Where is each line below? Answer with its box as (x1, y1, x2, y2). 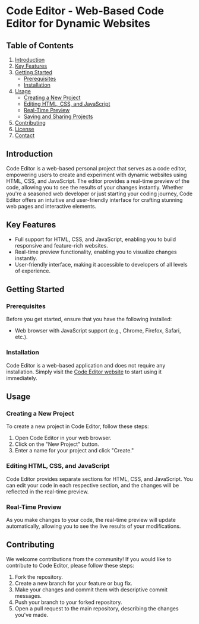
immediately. (6, 374, 37, 381)
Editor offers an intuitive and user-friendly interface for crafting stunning (6, 196, 183, 203)
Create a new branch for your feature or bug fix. (14, 579, 132, 587)
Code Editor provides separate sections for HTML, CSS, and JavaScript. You (6, 475, 193, 482)
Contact (14, 132, 34, 139)
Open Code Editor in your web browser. (14, 435, 112, 442)
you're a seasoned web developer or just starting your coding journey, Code (6, 190, 193, 197)
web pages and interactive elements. (6, 202, 97, 210)
